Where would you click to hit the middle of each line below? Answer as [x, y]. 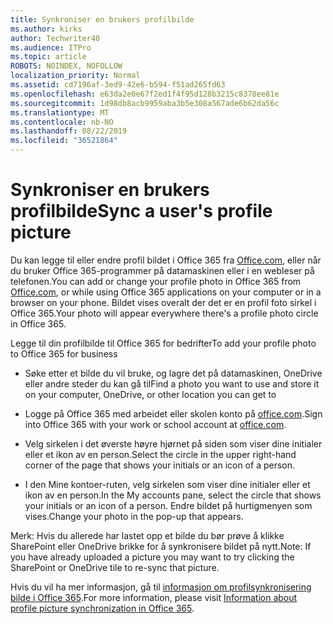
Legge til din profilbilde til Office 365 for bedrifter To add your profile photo [163, 343]
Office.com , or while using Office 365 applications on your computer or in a [166, 292]
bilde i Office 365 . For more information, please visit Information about [154, 597]
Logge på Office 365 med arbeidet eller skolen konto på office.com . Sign [173, 413]
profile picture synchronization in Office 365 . [102, 608]
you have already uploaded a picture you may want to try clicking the [152, 557]
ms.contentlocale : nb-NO [62, 122]
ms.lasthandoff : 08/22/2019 [69, 131]
